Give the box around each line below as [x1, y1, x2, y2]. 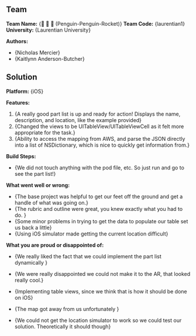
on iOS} [14, 294, 33, 301]
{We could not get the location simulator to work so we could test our [14, 317, 182, 324]
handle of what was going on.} [14, 199, 89, 206]
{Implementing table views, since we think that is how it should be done [14, 287, 187, 295]
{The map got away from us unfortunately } [14, 305, 119, 312]
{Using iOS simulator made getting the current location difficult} [14, 230, 169, 237]
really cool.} [14, 276, 44, 283]
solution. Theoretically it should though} [14, 323, 111, 330]
